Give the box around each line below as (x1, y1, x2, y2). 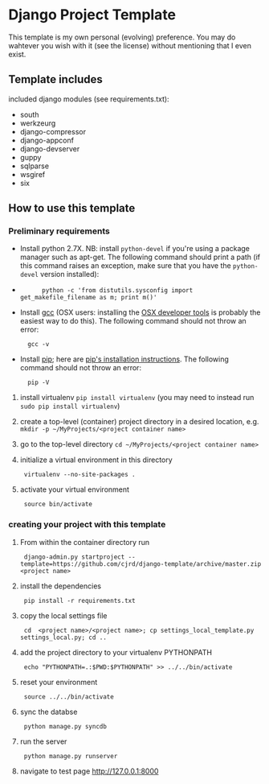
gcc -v (27, 340, 50, 349)
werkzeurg (19, 118, 56, 128)
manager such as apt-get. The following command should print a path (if (19, 252, 261, 262)
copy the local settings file (19, 610, 108, 621)
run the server (19, 737, 67, 746)
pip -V (27, 378, 50, 387)
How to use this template (8, 201, 136, 215)
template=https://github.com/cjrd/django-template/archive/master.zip (19, 559, 262, 568)
